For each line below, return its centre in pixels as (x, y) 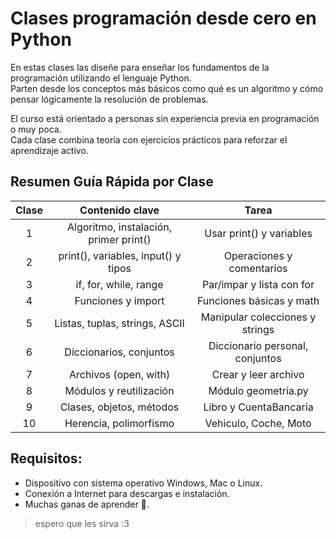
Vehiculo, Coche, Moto (258, 423)
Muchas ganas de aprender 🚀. (87, 504)
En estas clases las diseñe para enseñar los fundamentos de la (140, 67)
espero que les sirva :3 (82, 523)
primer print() (120, 239)
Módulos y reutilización (119, 390)
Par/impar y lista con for (258, 284)
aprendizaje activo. (49, 150)
